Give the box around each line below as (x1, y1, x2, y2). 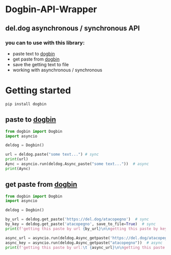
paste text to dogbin (12, 50, 55, 56)
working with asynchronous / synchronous (12, 67, 103, 73)
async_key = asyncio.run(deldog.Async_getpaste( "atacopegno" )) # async (5, 240, 163, 245)
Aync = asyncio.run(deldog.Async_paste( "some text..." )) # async (5, 161, 149, 166)
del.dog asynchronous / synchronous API (5, 24, 140, 33)
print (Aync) (5, 166, 31, 171)
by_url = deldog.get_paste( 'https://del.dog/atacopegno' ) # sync (5, 217, 149, 222)
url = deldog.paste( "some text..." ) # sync (5, 152, 99, 157)
